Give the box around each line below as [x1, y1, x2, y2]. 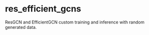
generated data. [5, 24, 37, 30]
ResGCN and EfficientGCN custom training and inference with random [5, 19, 145, 25]
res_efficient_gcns [5, 3, 81, 14]
